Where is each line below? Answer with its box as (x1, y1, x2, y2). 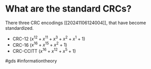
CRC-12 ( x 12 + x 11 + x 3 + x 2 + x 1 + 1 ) (12, 35, 86, 42)
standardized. (5, 25, 34, 31)
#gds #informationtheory (5, 57, 57, 63)
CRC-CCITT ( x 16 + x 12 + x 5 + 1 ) (12, 47, 77, 54)
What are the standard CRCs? (5, 3, 132, 15)
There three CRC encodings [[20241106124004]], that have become (5, 20, 146, 26)
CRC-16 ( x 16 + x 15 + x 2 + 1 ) (12, 41, 67, 48)
